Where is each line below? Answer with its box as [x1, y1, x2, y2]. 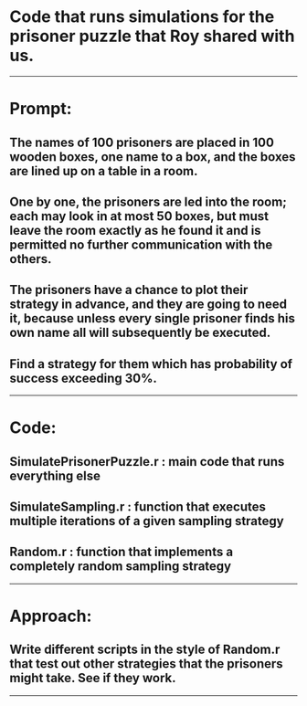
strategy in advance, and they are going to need [9, 297, 288, 312]
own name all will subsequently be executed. [9, 325, 271, 341]
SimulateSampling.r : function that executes [9, 500, 267, 515]
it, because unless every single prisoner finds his [9, 311, 295, 326]
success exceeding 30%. [9, 370, 158, 385]
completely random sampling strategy [9, 559, 232, 574]
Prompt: [9, 99, 72, 120]
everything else [9, 468, 101, 483]
